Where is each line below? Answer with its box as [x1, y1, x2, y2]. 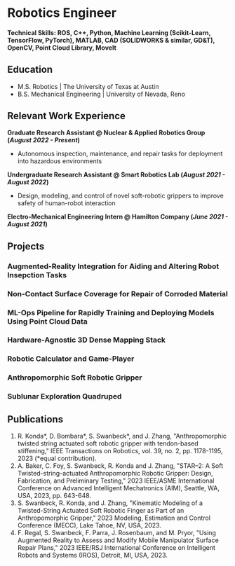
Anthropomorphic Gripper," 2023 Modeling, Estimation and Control [17, 513, 210, 523]
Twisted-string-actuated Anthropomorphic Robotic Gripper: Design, [17, 469, 213, 478]
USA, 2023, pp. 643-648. [17, 492, 92, 500]
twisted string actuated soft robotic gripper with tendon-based [17, 439, 199, 448]
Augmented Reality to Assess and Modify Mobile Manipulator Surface [17, 536, 219, 544]
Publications [7, 413, 64, 425]
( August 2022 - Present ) [7, 136, 81, 144]
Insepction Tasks [7, 270, 67, 279]
